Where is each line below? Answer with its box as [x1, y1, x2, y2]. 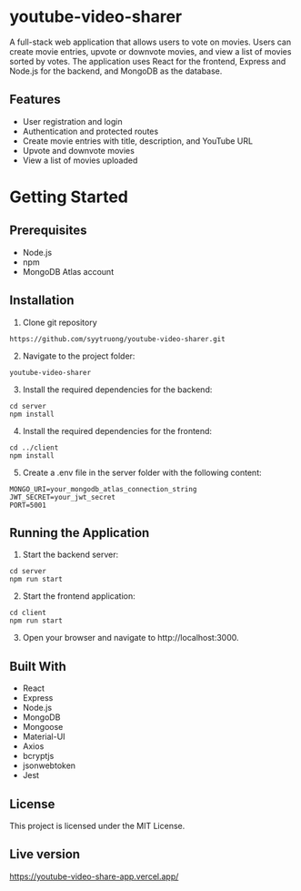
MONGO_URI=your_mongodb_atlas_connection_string [9, 484, 197, 493]
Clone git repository [22, 317, 97, 328]
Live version [9, 846, 80, 862]
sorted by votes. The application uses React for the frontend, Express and [9, 56, 286, 66]
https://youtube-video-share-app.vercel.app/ [9, 871, 179, 882]
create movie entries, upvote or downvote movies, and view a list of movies [9, 46, 292, 56]
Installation [9, 293, 75, 309]
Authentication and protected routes [22, 126, 159, 137]
